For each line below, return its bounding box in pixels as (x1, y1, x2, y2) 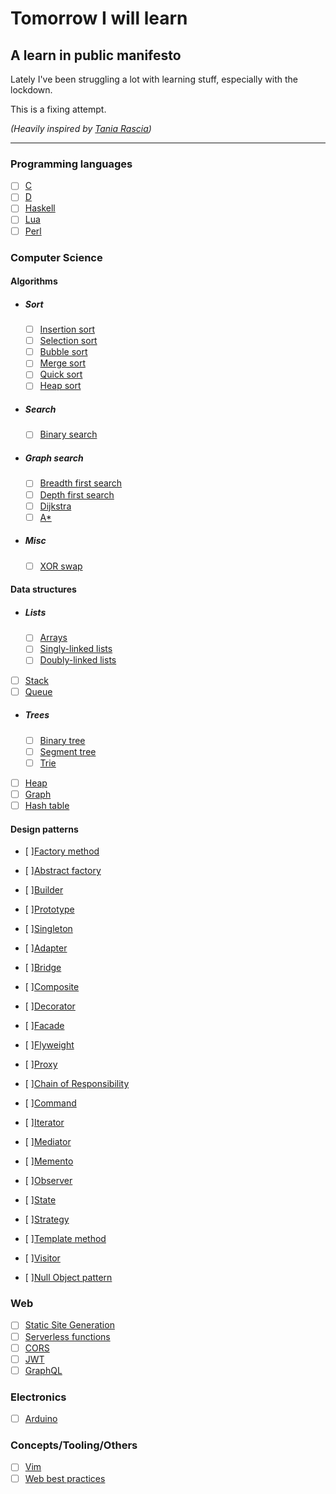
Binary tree (39, 734, 86, 746)
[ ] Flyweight (24, 1039, 75, 1051)
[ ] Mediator (24, 1136, 72, 1148)
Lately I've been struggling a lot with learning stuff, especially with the (10, 73, 299, 85)
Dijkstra (39, 500, 72, 512)
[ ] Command (24, 1097, 77, 1109)
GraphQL (24, 1364, 63, 1376)
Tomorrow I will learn (10, 7, 188, 30)
